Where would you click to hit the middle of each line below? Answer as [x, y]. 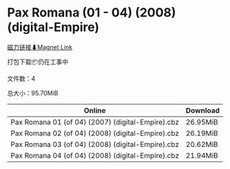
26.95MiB [202, 122]
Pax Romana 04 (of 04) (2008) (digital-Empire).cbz [95, 155]
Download [203, 110]
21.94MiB [202, 155]
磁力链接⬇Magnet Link [40, 47]
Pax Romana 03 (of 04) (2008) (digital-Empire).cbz [95, 144]
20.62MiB [202, 144]
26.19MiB [202, 133]
